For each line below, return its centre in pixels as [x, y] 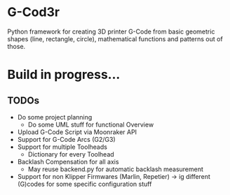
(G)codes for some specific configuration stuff [84, 184]
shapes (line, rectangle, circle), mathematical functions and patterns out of [115, 38]
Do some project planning [55, 117]
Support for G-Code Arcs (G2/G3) [66, 139]
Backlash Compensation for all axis [68, 161]
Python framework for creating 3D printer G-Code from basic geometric [111, 31]
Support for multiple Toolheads [62, 147]
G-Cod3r [34, 12]
